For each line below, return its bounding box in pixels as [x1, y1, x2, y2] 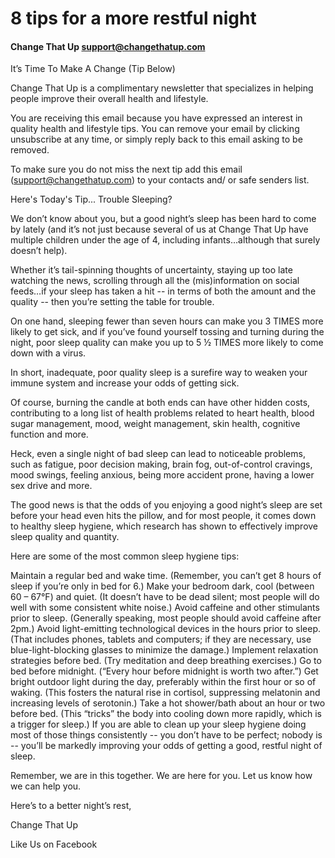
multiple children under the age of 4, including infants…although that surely [10, 234, 321, 246]
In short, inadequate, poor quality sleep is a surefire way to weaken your [10, 367, 308, 379]
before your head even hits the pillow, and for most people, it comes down [10, 510, 317, 522]
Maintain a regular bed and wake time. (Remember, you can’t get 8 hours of [10, 570, 322, 582]
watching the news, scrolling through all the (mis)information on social [10, 275, 300, 287]
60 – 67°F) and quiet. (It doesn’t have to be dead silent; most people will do [10, 591, 320, 603]
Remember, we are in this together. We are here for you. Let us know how [10, 770, 313, 782]
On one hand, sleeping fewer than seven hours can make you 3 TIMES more [10, 315, 324, 327]
